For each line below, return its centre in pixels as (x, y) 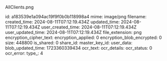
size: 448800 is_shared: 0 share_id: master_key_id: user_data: (69, 43)
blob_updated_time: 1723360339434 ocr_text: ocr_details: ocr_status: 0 (79, 48)
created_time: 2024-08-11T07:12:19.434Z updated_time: (63, 22)
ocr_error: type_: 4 (24, 53)
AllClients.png (19, 7)
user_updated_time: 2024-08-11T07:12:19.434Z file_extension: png (74, 32)
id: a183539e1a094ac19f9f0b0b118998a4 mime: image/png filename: (76, 16)
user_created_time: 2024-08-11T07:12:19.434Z (89, 27)
